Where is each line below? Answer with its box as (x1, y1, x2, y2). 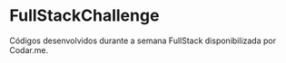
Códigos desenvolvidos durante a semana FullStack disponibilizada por (9, 35, 277, 46)
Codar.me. (9, 44, 48, 55)
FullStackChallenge (9, 5, 160, 26)
